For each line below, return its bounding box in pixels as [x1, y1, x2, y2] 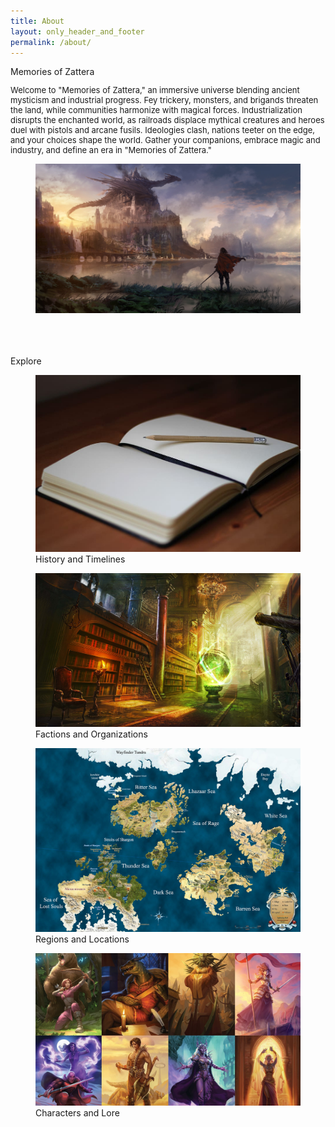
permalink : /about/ [10, 37, 92, 47]
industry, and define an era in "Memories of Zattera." [10, 145, 212, 156]
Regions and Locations [35, 933, 130, 945]
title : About [10, 16, 65, 26]
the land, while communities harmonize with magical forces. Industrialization [10, 105, 303, 116]
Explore [10, 355, 42, 367]
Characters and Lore [35, 1106, 120, 1119]
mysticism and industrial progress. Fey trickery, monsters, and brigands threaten [10, 95, 319, 106]
